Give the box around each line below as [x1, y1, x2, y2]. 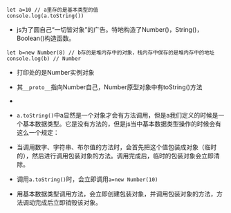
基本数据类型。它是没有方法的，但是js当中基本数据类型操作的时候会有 [22, 120, 222, 128]
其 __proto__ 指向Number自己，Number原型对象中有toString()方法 [16, 83, 203, 91]
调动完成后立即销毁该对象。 [22, 198, 102, 206]
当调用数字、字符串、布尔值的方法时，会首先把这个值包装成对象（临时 [16, 143, 217, 151]
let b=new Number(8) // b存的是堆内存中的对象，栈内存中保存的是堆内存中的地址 [6, 49, 215, 56]
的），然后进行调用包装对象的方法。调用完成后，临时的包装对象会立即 [16, 151, 214, 160]
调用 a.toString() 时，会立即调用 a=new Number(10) [16, 175, 158, 183]
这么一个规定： [16, 129, 59, 136]
